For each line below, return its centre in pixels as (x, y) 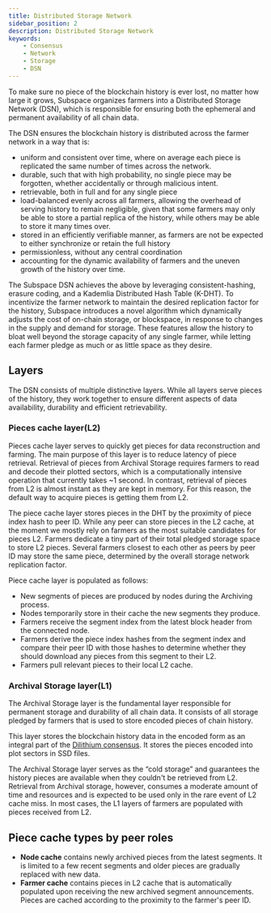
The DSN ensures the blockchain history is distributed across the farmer (129, 133)
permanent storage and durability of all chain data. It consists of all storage (133, 712)
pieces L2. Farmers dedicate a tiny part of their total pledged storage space (134, 538)
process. (35, 605)
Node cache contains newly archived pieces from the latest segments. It (141, 857)
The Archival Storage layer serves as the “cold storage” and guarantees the (134, 769)
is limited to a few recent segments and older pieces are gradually (130, 865)
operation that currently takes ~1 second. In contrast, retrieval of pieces (128, 480)
